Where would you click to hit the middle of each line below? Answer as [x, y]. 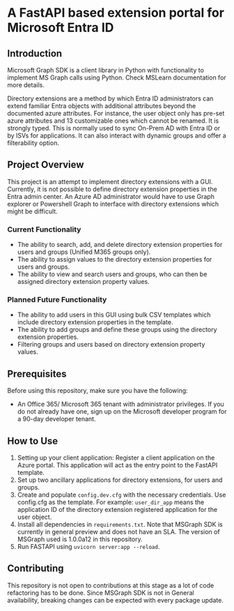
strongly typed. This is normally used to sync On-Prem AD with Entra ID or [114, 128]
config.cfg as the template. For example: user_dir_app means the [111, 502]
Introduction [35, 53]
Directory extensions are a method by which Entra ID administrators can [110, 98]
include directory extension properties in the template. [95, 322]
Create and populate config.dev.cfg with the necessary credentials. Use [122, 495]
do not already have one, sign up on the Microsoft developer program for [122, 412]
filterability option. [33, 143]
